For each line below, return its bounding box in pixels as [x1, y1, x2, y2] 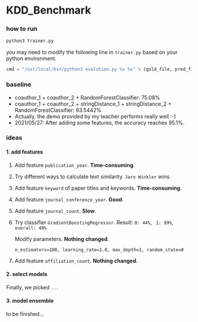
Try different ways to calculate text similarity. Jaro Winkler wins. [14, 173, 171, 180]
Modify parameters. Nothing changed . [14, 235, 109, 242]
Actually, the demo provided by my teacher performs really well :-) [14, 113, 176, 120]
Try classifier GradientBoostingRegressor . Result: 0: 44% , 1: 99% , [14, 219, 174, 226]
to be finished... [6, 311, 44, 318]
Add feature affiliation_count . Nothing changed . [14, 257, 138, 264]
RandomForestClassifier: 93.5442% [14, 106, 102, 113]
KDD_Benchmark [6, 4, 91, 17]
